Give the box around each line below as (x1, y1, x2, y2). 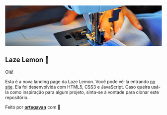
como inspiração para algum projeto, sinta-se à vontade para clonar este (9, 89, 159, 95)
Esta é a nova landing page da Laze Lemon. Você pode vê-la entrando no (5, 78, 156, 85)
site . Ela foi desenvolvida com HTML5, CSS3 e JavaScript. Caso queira (5, 84, 150, 90)
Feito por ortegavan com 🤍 (5, 104, 61, 110)
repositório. (5, 94, 29, 100)
